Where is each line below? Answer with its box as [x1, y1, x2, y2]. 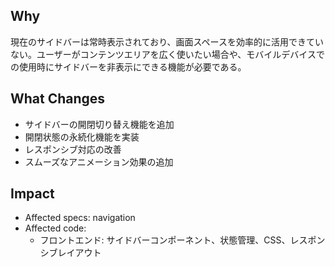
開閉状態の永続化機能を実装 [24, 130, 140, 143]
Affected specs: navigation [24, 212, 136, 224]
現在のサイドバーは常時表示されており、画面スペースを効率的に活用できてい [10, 35, 324, 48]
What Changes [10, 90, 106, 108]
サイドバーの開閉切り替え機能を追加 [24, 118, 175, 130]
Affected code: [24, 222, 87, 234]
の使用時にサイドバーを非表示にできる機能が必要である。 [10, 60, 247, 73]
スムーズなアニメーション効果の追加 [24, 155, 174, 168]
